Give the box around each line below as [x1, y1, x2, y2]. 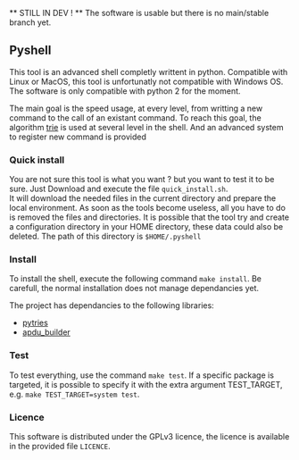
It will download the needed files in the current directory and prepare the [9, 193, 277, 204]
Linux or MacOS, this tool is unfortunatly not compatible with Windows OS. [9, 76, 284, 87]
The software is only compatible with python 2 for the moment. [9, 85, 241, 96]
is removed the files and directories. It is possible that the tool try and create [9, 212, 290, 222]
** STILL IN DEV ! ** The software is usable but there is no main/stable [9, 8, 270, 18]
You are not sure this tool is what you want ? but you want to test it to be [9, 174, 275, 185]
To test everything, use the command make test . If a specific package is [9, 370, 275, 381]
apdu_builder [21, 327, 71, 338]
